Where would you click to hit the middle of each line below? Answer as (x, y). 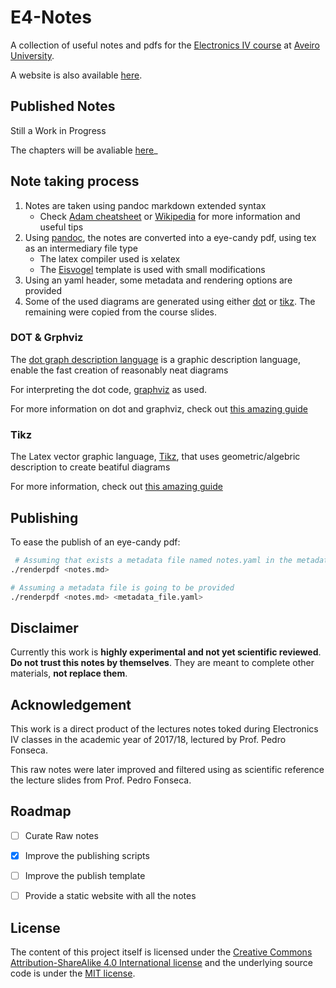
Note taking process (75, 181)
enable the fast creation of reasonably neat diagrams (119, 370)
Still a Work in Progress (58, 130)
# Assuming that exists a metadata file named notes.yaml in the (153, 560)
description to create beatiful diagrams (90, 467)
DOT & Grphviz (47, 338)
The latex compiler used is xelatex (110, 258)
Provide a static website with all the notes (110, 896)
